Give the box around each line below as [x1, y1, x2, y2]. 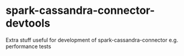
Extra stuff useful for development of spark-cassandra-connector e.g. [5, 36, 179, 43]
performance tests [5, 43, 52, 50]
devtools [5, 16, 50, 30]
